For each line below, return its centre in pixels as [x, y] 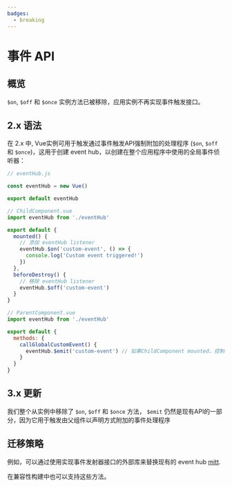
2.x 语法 [25, 125]
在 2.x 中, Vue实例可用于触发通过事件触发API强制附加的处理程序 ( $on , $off [113, 143]
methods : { [29, 338]
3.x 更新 [25, 394]
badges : [18, 13]
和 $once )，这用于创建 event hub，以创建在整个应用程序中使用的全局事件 [110, 152]
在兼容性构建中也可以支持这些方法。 [59, 476]
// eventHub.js [29, 174]
